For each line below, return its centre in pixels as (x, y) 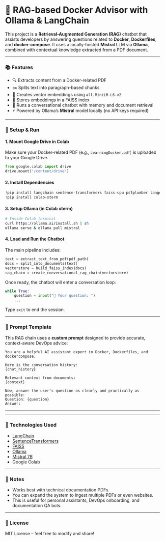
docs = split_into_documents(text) (41, 263)
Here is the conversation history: (41, 365)
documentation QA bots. (37, 506)
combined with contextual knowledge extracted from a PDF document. (77, 50)
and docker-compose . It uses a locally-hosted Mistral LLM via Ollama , (77, 44)
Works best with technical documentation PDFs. (61, 490)
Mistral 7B (22, 456)
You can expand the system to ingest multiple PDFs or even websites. (83, 495)
